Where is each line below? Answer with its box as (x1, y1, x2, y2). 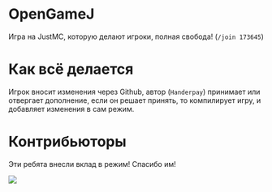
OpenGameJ (8, 5, 95, 23)
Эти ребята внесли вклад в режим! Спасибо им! (8, 159, 176, 169)
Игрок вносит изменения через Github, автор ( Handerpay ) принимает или (8, 87, 261, 96)
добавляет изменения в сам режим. (8, 104, 135, 113)
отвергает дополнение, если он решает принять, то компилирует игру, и (8, 95, 261, 105)
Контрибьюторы (8, 133, 127, 151)
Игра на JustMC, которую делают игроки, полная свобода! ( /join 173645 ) (8, 32, 264, 41)
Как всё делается (8, 60, 134, 79)
